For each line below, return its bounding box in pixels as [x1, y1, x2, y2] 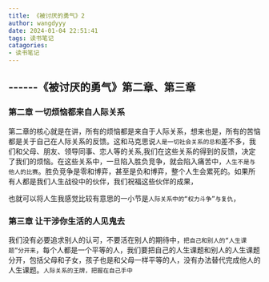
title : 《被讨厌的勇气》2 [8, 11, 86, 20]
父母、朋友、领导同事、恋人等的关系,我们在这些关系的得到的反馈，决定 [22, 146, 256, 156]
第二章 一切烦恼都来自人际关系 [8, 107, 126, 118]
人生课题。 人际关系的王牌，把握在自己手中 [8, 265, 134, 275]
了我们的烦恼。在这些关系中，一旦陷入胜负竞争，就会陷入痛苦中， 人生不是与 [8, 156, 256, 166]
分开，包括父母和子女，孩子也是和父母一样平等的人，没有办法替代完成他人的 [8, 255, 261, 264]
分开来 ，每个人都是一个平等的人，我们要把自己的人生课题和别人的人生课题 [18, 245, 260, 255]
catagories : [8, 42, 48, 50]
